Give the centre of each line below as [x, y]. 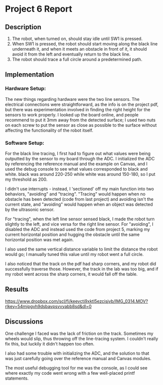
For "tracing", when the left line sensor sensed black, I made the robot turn [80, 219]
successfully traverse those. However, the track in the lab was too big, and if [82, 269]
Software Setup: [25, 143]
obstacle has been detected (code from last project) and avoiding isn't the [79, 199]
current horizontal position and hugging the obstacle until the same [72, 234]
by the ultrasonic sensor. [30, 209]
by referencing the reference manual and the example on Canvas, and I [76, 164]
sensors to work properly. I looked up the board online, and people [72, 115]
